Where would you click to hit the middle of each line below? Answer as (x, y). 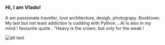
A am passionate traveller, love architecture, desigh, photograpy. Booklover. (83, 18)
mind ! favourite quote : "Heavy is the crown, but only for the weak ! (75, 28)
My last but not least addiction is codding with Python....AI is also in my (78, 23)
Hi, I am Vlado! (23, 7)
